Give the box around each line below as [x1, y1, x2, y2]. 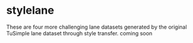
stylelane [6, 4, 55, 17]
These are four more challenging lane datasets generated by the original [6, 23, 187, 30]
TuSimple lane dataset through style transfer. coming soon [6, 29, 153, 36]
